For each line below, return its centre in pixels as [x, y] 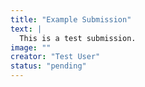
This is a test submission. [78, 38]
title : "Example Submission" [71, 19]
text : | [26, 29]
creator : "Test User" [55, 57]
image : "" [31, 47]
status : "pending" [48, 66]
